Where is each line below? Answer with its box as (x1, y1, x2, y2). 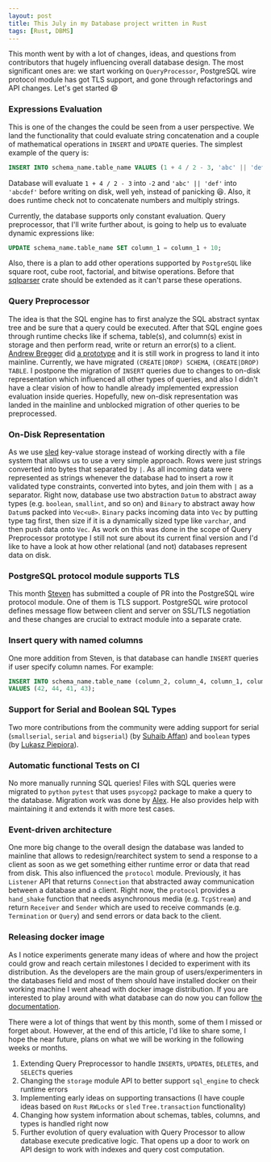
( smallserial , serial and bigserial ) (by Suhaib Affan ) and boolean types (8, 731, 251, 741)
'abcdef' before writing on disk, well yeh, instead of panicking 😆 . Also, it (8, 187, 252, 196)
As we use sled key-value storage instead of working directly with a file (8, 447, 246, 457)
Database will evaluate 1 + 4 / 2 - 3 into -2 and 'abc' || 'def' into (8, 178, 237, 188)
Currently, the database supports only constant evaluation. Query (8, 211, 226, 221)
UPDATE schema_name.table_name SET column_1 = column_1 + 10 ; (8, 243, 222, 251)
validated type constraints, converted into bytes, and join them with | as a (8, 482, 254, 492)
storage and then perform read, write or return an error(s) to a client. (8, 340, 236, 349)
